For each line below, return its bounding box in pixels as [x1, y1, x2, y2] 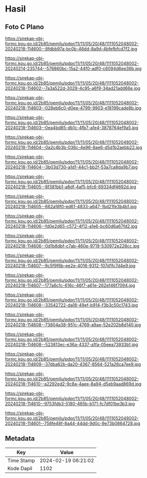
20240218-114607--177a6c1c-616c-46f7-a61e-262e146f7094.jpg [5, 282, 135, 288]
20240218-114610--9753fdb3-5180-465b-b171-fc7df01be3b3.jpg [5, 401, 135, 406]
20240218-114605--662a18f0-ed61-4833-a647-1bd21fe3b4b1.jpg [5, 204, 137, 209]
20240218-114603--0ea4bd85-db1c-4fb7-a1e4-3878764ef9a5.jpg [5, 125, 138, 131]
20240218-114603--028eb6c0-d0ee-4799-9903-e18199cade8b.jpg [5, 105, 142, 111]
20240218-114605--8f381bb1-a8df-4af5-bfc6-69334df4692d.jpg [5, 184, 136, 190]
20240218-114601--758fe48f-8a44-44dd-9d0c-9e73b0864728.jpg [5, 421, 141, 426]
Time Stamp [7, 457, 35, 464]
